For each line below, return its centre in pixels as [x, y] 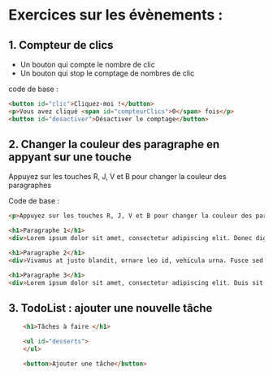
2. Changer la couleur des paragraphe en [114, 144]
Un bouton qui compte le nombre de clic [88, 64]
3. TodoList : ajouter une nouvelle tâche [110, 308]
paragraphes [30, 186]
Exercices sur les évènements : [116, 15]
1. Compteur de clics [61, 45]
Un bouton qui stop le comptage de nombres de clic [107, 73]
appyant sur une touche [70, 157]
